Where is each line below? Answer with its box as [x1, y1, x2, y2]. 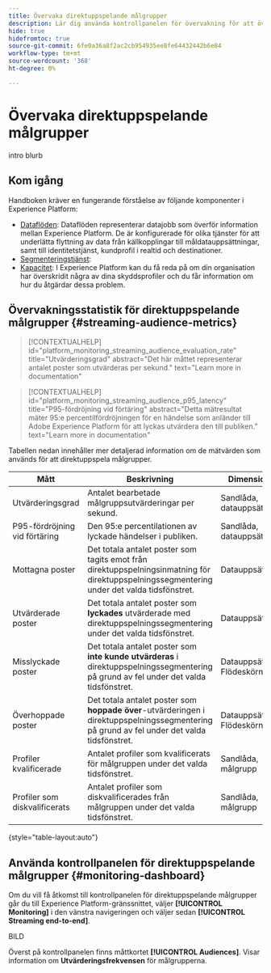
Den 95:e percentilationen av [87, 521, 198, 532]
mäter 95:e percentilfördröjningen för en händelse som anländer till [27, 413, 252, 423]
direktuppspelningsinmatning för [87, 564, 211, 575]
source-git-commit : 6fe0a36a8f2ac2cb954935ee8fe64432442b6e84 [8, 42, 222, 50]
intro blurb [8, 150, 43, 160]
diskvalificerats [12, 802, 70, 813]
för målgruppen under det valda [87, 758, 208, 769]
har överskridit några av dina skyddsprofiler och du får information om [19, 271, 254, 281]
